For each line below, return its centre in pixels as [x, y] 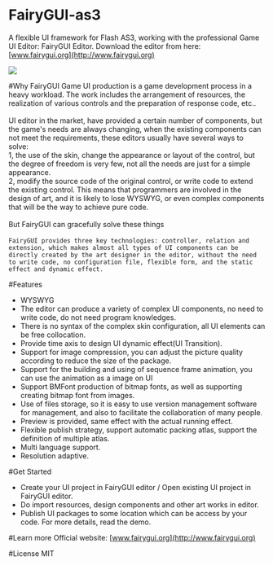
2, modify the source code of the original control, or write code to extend [131, 181]
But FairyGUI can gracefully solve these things [86, 224]
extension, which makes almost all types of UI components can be [123, 247]
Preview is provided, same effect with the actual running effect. [127, 421]
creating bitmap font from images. [77, 395]
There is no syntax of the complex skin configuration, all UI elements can [143, 326]
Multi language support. [60, 447]
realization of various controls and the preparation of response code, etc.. [132, 103]
